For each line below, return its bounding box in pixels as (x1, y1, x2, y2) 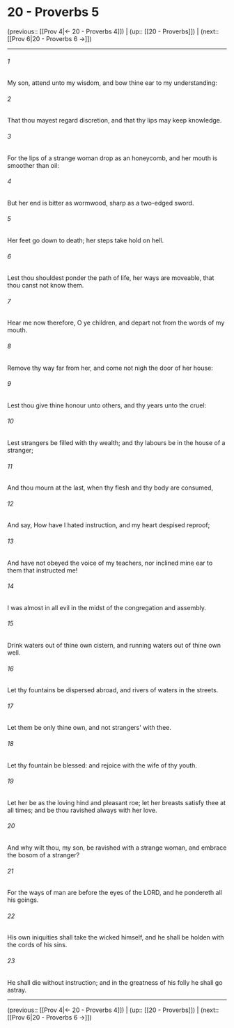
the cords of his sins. (7, 941, 68, 949)
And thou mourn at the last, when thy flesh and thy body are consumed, (7, 483, 214, 492)
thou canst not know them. (7, 281, 84, 290)
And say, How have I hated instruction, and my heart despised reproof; (7, 521, 210, 529)
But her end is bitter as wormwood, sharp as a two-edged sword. (7, 198, 194, 207)
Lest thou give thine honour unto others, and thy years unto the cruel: (7, 401, 207, 410)
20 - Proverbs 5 (7, 4, 100, 20)
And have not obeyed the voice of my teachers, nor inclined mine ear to (7, 559, 213, 567)
